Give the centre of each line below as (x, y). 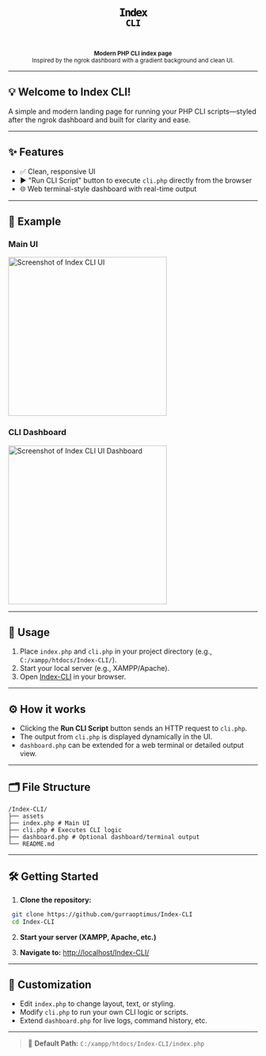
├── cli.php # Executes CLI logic (65, 831)
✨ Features (36, 152)
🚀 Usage (29, 632)
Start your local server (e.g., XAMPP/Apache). (95, 669)
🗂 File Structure (49, 787)
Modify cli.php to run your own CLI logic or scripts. (104, 1012)
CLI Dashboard (38, 433)
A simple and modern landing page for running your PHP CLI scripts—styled (133, 111)
